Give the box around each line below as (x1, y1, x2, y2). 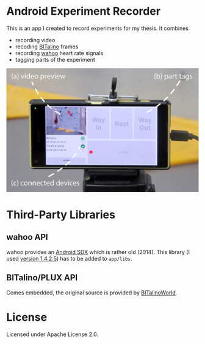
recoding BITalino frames (15, 43, 79, 50)
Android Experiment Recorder (6, 4, 160, 18)
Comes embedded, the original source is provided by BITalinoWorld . (6, 289, 178, 296)
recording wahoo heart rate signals (15, 49, 104, 56)
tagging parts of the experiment (15, 56, 96, 63)
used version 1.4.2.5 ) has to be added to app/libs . (6, 255, 132, 262)
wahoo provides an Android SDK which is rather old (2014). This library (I (6, 248, 190, 255)
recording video (15, 36, 56, 43)
